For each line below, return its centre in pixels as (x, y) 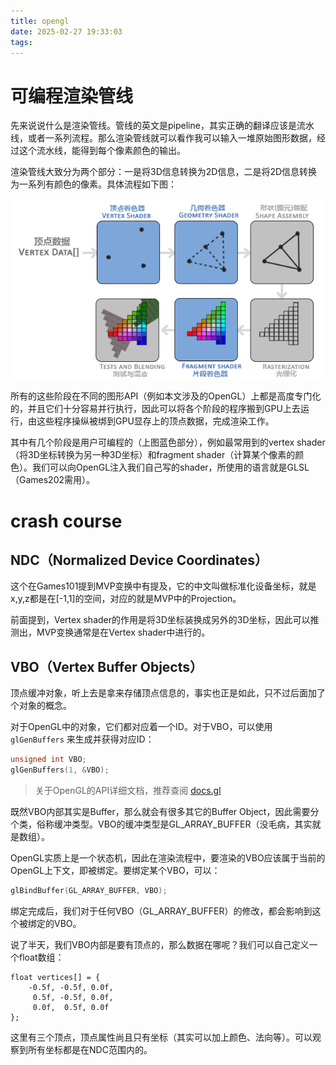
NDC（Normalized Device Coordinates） (139, 560)
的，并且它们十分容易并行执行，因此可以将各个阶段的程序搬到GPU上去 (155, 409)
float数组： (41, 957)
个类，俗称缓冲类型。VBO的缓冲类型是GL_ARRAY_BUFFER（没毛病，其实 (161, 824)
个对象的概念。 (41, 706)
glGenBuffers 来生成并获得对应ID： (82, 739)
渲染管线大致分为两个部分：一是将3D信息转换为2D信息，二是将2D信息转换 (164, 172)
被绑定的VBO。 (50, 923)
